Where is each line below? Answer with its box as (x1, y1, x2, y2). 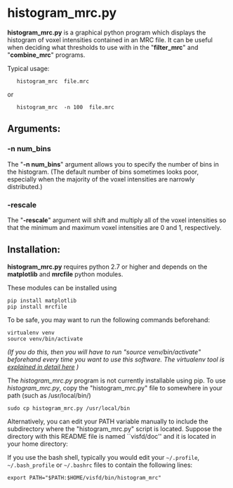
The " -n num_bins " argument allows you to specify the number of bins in (7, 160, 219, 168)
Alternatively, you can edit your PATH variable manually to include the (7, 417, 208, 425)
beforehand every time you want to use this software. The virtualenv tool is (7, 355, 225, 364)
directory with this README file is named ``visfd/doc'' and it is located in (7, 432, 216, 440)
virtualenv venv (7, 329, 55, 336)
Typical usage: (7, 64, 50, 72)
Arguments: (7, 123, 61, 135)
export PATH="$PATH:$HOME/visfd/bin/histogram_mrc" (7, 474, 161, 481)
